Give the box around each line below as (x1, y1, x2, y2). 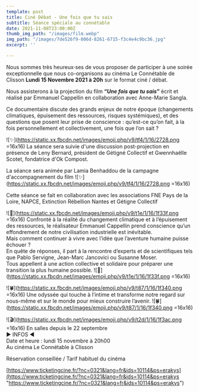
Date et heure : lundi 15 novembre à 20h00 (6, 337, 111, 344)
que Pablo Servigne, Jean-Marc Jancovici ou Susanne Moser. (6, 254, 157, 261)
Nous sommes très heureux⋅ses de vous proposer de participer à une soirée (6, 63, 193, 70)
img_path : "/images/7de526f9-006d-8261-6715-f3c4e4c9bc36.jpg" (6, 36, 166, 42)
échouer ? (6, 241, 31, 248)
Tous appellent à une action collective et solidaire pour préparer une (6, 260, 173, 267)
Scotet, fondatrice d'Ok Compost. (6, 155, 89, 163)
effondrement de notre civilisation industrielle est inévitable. (6, 228, 153, 235)
